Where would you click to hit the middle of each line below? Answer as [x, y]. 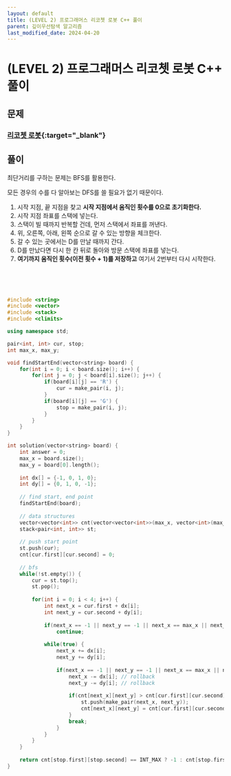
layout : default [30, 13]
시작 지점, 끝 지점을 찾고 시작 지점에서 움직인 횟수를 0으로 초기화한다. [109, 207]
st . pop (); [46, 587]
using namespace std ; [38, 332]
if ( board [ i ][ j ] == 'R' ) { [81, 382]
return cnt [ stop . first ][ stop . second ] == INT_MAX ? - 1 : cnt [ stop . [117, 760]
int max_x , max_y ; [33, 350]
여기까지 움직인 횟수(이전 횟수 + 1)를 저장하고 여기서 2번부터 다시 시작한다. [116, 259]
